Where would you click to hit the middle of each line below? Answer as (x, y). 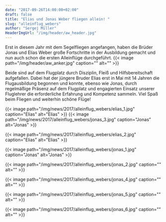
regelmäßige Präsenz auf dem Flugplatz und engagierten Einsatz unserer (80, 89)
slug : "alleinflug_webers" (33, 24)
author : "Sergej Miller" (31, 28)
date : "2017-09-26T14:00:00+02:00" (42, 10)
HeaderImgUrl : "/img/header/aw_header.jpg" (51, 33)
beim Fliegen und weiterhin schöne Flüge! (48, 99)
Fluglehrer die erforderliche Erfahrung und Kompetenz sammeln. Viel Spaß (82, 94)
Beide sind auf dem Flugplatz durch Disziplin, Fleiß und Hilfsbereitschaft (79, 73)
